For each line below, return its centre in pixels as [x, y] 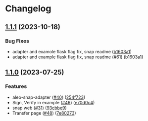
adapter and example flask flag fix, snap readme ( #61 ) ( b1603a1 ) [78, 57]
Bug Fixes [17, 41]
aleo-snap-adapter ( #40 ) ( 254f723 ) [49, 97]
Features [16, 86]
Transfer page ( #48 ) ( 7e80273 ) [44, 113]
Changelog [28, 9]
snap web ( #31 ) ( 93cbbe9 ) [39, 108]
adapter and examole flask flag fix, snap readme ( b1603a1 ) [72, 51]
